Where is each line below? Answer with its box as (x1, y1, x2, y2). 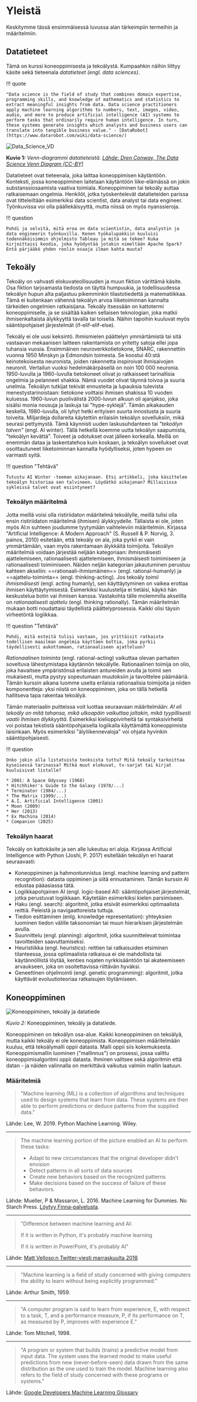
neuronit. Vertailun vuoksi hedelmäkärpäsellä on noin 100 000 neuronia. (6, 364, 180, 371)
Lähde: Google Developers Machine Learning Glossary (6, 1389, 138, 1396)
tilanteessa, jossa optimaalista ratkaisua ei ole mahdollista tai (14, 951, 162, 958)
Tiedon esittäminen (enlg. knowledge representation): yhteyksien (14, 913, 172, 920)
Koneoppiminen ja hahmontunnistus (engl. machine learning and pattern (14, 869, 189, 877)
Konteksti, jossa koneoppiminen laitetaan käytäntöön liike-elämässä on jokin (6, 178, 190, 185)
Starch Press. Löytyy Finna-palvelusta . (6, 1204, 100, 1211)
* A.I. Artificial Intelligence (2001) (6, 798, 104, 804)
